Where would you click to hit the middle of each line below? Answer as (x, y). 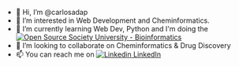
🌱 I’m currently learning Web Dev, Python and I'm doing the (112, 29)
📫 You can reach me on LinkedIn (88, 54)
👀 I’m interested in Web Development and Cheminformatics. (113, 20)
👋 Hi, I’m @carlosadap (52, 12)
